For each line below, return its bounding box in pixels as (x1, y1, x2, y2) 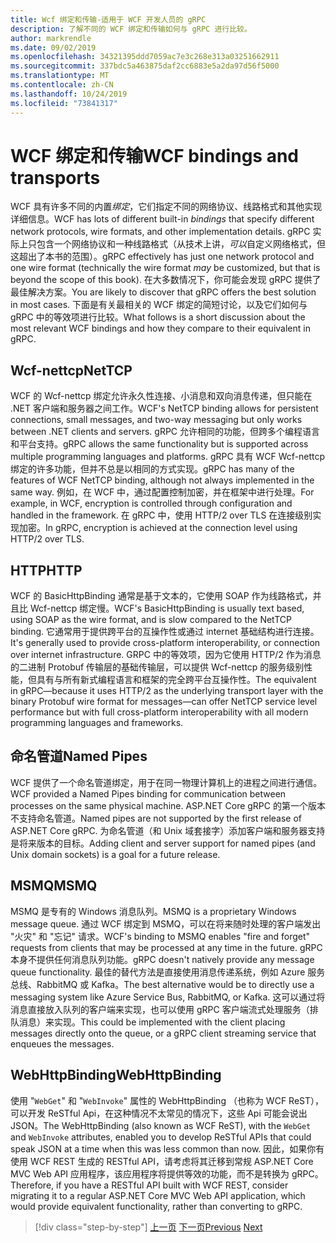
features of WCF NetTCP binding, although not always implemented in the (10, 474, 315, 486)
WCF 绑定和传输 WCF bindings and (10, 144, 299, 167)
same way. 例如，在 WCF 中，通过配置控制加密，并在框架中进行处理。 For (10, 486, 315, 498)
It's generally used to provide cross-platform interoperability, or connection (10, 637, 321, 649)
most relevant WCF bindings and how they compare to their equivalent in (10, 322, 311, 335)
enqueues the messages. (10, 1037, 115, 1050)
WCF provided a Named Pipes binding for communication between (10, 787, 287, 800)
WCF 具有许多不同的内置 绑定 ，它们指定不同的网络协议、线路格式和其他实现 (10, 201, 323, 213)
